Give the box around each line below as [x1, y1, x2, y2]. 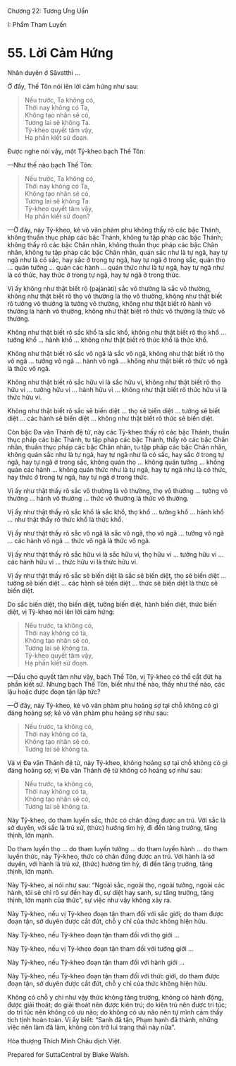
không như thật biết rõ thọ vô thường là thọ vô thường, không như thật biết [7, 292, 223, 300]
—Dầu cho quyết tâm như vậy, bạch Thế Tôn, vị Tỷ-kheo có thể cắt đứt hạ [7, 672, 222, 681]
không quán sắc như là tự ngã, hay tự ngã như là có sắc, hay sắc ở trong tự [7, 450, 225, 458]
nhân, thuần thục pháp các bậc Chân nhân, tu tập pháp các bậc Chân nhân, [7, 442, 228, 451]
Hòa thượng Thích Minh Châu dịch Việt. [7, 1036, 122, 1045]
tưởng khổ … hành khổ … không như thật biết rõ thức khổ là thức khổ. [7, 336, 209, 344]
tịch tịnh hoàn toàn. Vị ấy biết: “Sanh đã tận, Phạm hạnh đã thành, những [7, 1015, 218, 1024]
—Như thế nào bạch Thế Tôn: [7, 160, 93, 169]
